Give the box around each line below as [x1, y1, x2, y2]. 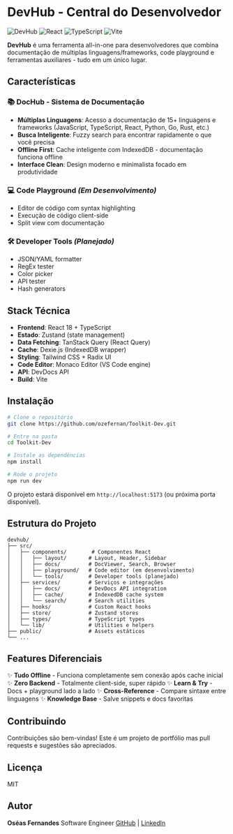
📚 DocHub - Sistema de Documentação [7, 97, 145, 107]
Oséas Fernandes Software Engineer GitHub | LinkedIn [7, 819, 166, 827]
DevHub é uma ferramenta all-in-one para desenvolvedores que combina [7, 40, 219, 49]
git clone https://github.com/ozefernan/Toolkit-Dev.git [7, 420, 176, 427]
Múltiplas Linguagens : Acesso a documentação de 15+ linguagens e [17, 116, 216, 124]
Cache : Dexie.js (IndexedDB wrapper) [17, 346, 127, 354]
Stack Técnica [7, 305, 71, 317]
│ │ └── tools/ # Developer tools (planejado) [7, 573, 179, 579]
